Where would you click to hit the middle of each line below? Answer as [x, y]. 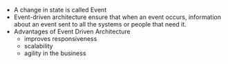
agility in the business [55, 53]
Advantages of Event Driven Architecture [72, 31]
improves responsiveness [60, 39]
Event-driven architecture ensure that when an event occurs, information [117, 17]
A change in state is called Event [60, 10]
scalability [38, 46]
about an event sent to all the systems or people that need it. [100, 24]
